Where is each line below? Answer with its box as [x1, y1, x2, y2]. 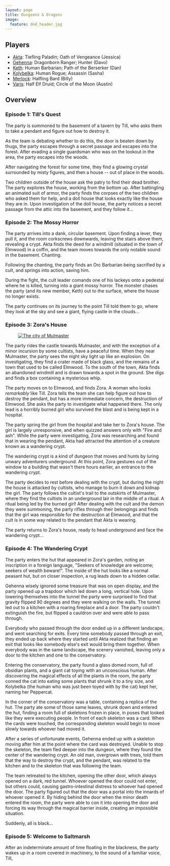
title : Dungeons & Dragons [5, 12, 62, 17]
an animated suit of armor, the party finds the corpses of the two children [5, 190, 159, 196]
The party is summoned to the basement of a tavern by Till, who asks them [5, 123, 162, 129]
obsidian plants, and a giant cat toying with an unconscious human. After [5, 667, 157, 673]
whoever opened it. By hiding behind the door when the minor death [5, 794, 148, 800]
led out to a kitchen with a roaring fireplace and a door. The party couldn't [5, 604, 160, 610]
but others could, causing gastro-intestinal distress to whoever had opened [5, 783, 163, 789]
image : [5, 17, 19, 22]
